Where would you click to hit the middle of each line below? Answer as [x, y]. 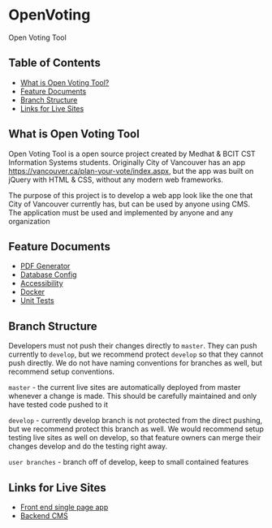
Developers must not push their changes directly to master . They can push [133, 346]
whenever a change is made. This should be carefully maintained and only [133, 396]
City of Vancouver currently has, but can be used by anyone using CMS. [129, 204]
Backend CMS [44, 516]
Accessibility [41, 283]
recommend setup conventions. [62, 372]
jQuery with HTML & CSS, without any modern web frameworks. [116, 180]
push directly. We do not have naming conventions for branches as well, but [135, 363]
